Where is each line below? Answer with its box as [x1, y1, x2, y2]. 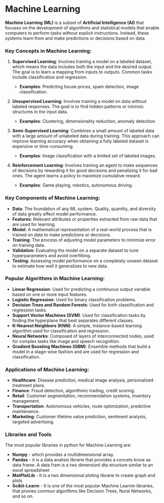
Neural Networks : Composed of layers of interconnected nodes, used [12, 333, 154, 339]
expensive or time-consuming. [12, 144, 74, 149]
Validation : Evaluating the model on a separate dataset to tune [12, 247, 139, 253]
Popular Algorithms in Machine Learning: [5, 275, 105, 282]
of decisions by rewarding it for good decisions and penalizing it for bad [12, 168, 158, 173]
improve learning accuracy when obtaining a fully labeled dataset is [12, 138, 149, 144]
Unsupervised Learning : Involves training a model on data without [12, 98, 147, 104]
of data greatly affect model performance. [12, 211, 97, 216]
